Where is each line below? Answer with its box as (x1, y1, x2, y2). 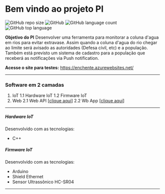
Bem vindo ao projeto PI (5, 3, 104, 15)
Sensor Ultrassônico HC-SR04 (12, 179, 75, 185)
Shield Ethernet (12, 174, 44, 180)
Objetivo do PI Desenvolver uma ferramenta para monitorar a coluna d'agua (5, 34, 159, 40)
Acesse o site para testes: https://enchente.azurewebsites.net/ (5, 65, 134, 71)
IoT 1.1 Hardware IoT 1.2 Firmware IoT (12, 93, 87, 98)
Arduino (12, 169, 28, 174)
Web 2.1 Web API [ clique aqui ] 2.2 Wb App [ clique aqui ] (12, 98, 125, 104)
